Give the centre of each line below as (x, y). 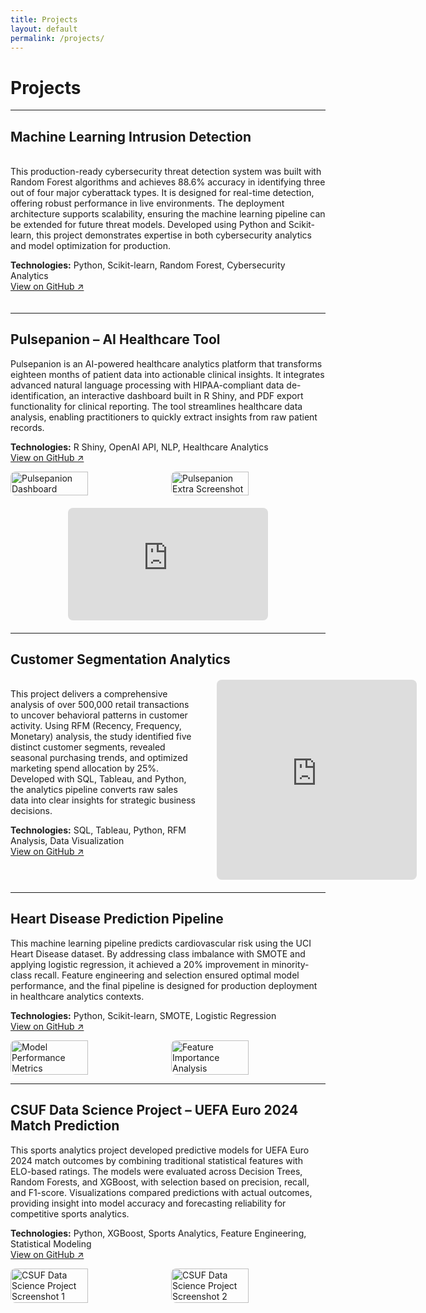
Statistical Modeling (51, 1243)
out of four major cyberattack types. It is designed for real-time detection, (162, 192)
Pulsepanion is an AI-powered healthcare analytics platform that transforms (166, 363)
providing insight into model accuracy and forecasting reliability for (148, 1203)
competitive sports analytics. (70, 1213)
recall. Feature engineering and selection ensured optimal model (166, 975)
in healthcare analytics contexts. (77, 996)
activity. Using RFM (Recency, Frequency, (96, 725)
